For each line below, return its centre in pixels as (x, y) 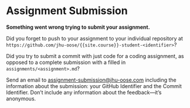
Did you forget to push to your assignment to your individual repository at (94, 38)
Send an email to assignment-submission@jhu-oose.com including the (91, 80)
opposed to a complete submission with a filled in (66, 62)
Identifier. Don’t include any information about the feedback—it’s (84, 92)
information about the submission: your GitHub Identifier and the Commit (94, 86)
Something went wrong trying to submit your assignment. (78, 27)
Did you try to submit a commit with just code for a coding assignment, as (95, 56)
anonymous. (21, 99)
